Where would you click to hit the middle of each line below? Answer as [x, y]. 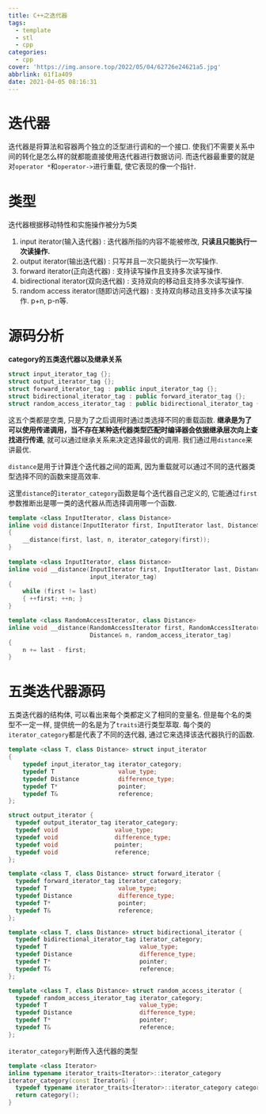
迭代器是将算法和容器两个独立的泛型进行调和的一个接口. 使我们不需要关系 [128, 146]
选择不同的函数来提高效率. [58, 476]
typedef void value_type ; [85, 830]
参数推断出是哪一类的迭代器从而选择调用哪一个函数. [93, 502]
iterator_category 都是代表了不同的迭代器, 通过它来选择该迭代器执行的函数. [131, 735]
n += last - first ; [55, 650]
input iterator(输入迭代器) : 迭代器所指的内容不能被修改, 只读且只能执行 [135, 241]
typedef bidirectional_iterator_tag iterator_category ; [109, 940]
